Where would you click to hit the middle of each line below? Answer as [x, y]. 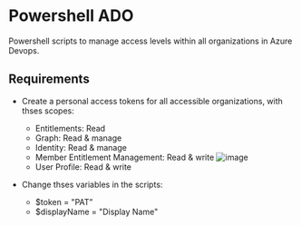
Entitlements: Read [70, 128]
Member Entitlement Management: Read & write [125, 157]
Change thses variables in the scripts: [92, 184]
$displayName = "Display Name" [97, 211]
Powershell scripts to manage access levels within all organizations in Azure [150, 41]
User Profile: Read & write [83, 167]
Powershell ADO [71, 16]
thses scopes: [48, 111]
